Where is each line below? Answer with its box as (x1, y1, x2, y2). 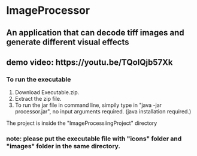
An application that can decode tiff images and (6, 28, 184, 38)
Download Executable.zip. (14, 89, 80, 96)
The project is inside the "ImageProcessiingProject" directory (6, 119, 157, 127)
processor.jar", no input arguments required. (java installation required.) (14, 108, 192, 115)
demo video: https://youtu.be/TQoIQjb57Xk (6, 57, 173, 67)
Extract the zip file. (14, 95, 62, 103)
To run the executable (6, 75, 71, 83)
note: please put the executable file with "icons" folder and (6, 134, 182, 143)
